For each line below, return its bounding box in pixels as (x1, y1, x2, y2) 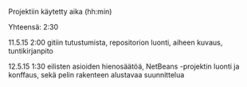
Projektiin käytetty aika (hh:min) (8, 7, 112, 16)
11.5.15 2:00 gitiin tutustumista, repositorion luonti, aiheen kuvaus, (8, 38, 223, 47)
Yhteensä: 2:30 (8, 22, 59, 31)
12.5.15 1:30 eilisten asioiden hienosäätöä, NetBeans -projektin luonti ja (8, 61, 240, 71)
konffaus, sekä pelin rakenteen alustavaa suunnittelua (8, 70, 185, 79)
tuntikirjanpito (8, 46, 53, 55)
